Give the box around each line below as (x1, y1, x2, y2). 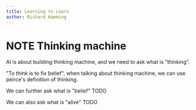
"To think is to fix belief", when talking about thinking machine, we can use (6, 70, 186, 77)
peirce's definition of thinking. (6, 76, 78, 83)
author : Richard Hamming (6, 14, 67, 20)
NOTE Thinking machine (6, 39, 127, 53)
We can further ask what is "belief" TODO (6, 87, 107, 94)
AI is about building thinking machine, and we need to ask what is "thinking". (6, 59, 190, 66)
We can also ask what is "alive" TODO (6, 99, 98, 106)
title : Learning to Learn (6, 8, 69, 15)
